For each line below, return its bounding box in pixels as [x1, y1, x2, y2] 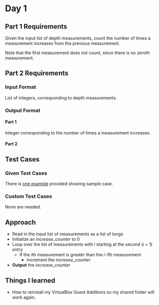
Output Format [5, 107, 40, 114]
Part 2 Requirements [5, 69, 69, 77]
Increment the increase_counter [26, 257, 91, 263]
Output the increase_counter [12, 262, 71, 268]
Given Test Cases [5, 170, 48, 176]
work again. [12, 294, 36, 300]
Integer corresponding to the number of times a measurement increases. [5, 130, 151, 135]
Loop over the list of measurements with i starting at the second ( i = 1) [12, 242, 153, 248]
